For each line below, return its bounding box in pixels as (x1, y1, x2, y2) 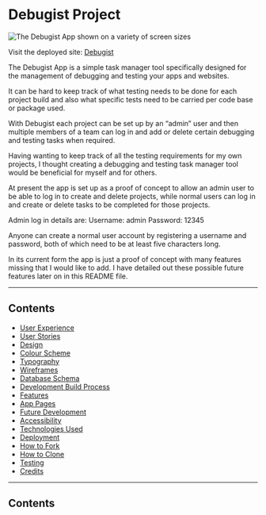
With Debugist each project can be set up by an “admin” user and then (8, 118, 239, 128)
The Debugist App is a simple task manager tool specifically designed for (8, 62, 247, 72)
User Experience (19, 323, 75, 332)
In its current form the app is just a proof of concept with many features (8, 254, 241, 263)
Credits (19, 466, 44, 475)
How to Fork (19, 440, 60, 450)
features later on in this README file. (8, 271, 128, 281)
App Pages (19, 398, 56, 408)
